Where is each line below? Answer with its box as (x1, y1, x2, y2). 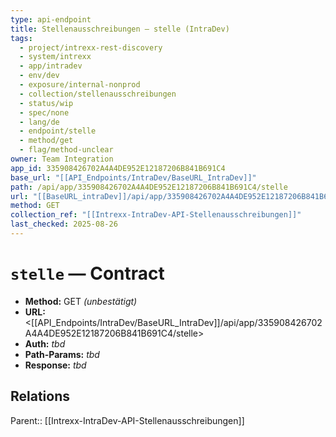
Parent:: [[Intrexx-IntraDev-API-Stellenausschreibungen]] (10, 414, 245, 426)
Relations (10, 388, 71, 405)
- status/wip (19, 98, 74, 108)
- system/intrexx (19, 52, 92, 62)
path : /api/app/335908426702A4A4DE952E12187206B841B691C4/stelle (10, 182, 288, 192)
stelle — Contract (10, 262, 165, 285)
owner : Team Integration (10, 154, 114, 164)
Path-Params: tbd (24, 348, 100, 360)
